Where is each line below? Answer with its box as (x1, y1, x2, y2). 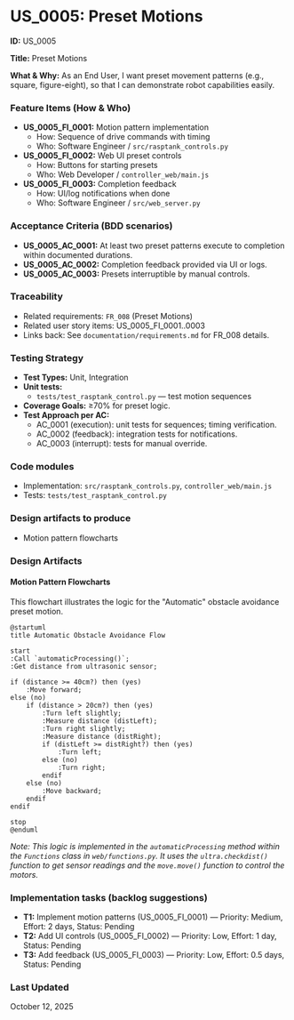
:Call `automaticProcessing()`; (10, 654, 130, 663)
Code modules (10, 461, 75, 473)
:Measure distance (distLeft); (42, 716, 158, 726)
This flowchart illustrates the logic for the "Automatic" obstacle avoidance (10, 596, 280, 606)
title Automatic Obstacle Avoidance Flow (10, 630, 166, 639)
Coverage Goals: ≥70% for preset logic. (22, 400, 171, 411)
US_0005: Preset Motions (10, 6, 203, 27)
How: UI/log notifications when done (36, 189, 171, 199)
